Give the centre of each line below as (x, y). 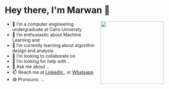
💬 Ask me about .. (30, 66)
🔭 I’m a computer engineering (43, 24)
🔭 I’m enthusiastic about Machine (46, 34)
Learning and (26, 40)
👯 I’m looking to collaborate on (44, 56)
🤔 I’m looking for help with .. (41, 61)
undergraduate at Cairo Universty (47, 29)
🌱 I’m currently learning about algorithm (53, 45)
